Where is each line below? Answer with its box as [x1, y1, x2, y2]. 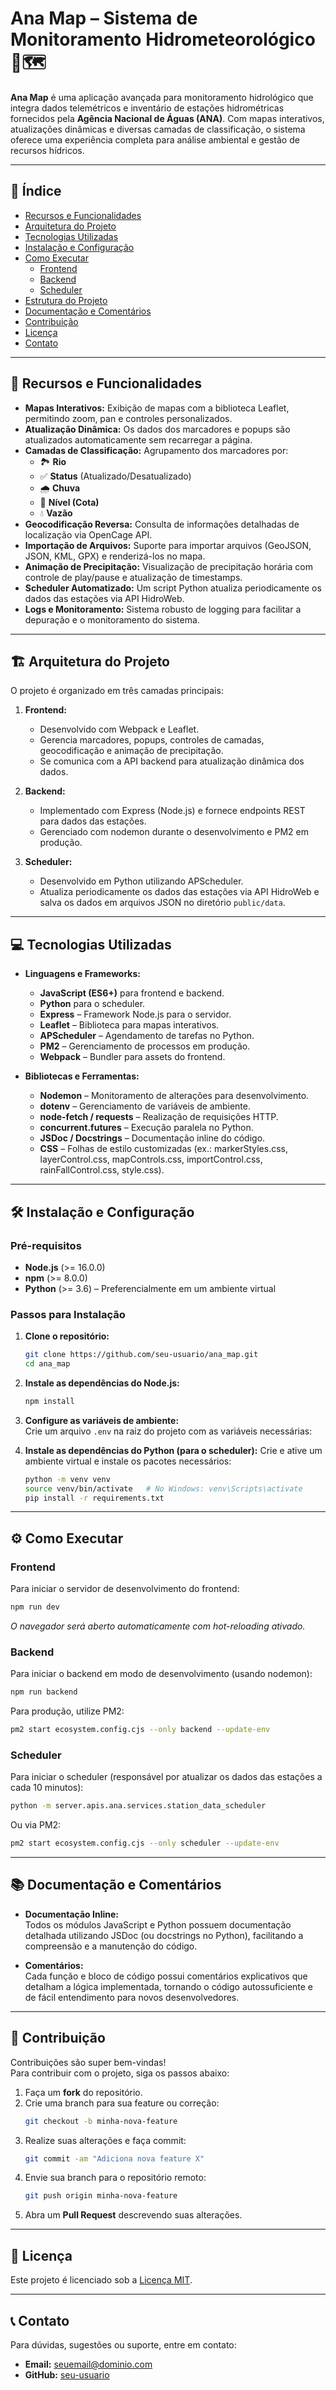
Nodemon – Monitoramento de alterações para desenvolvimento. [39, 1090, 310, 1102]
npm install [24, 1396, 75, 1406]
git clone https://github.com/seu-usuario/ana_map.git [24, 1350, 259, 1360]
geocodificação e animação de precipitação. [39, 745, 224, 757]
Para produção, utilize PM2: [10, 1705, 125, 1717]
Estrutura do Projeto [24, 294, 108, 306]
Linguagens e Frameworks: [24, 968, 141, 980]
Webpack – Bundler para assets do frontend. [39, 1051, 226, 1063]
